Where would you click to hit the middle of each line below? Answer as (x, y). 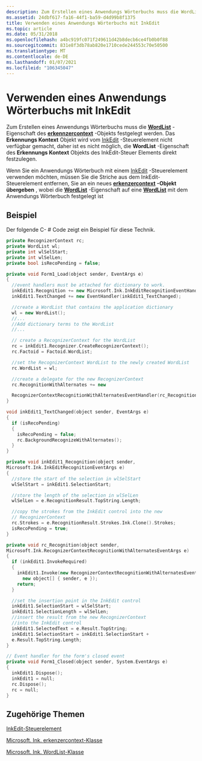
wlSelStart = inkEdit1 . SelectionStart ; (62, 484)
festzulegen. (22, 159)
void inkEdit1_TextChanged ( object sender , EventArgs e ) (78, 412)
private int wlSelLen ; (35, 257)
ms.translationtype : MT (36, 51)
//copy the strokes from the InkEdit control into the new (87, 512)
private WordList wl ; (33, 246)
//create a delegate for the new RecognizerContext (78, 379)
